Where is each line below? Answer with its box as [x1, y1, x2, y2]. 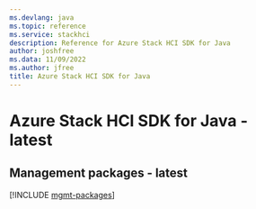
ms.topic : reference [9, 22, 87, 31]
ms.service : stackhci [9, 30, 91, 39]
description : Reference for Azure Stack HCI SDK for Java [9, 38, 231, 48]
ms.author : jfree [9, 64, 75, 73]
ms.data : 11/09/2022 [9, 55, 87, 64]
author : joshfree [9, 47, 75, 56]
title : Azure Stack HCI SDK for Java [9, 72, 151, 81]
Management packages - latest [9, 166, 189, 181]
